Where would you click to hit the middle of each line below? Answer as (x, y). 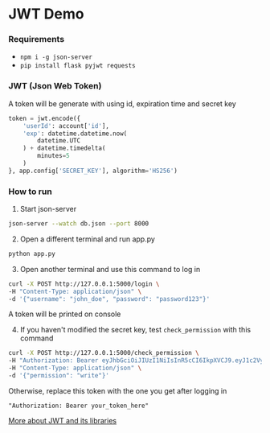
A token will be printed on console (65, 314)
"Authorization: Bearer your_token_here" (79, 406)
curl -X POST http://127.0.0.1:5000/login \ (84, 284)
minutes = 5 (53, 156)
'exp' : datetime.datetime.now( (75, 134)
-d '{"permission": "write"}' (59, 376)
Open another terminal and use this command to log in (110, 269)
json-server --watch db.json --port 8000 (79, 224)
